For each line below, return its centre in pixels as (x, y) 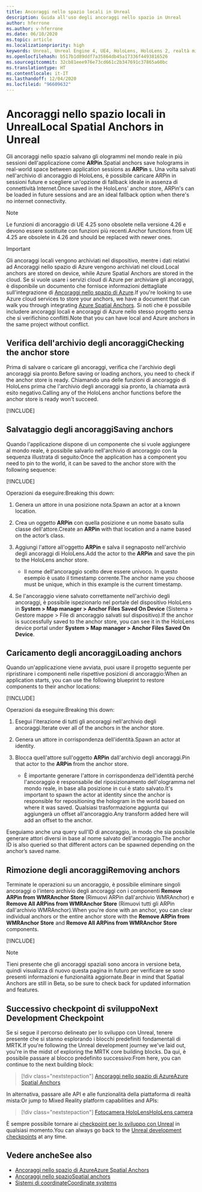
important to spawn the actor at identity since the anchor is (97, 795)
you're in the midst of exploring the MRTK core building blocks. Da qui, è (96, 1052)
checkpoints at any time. (37, 1136)
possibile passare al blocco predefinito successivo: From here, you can (93, 1058)
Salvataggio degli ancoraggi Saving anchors (90, 429)
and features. (23, 990)
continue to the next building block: (50, 1064)
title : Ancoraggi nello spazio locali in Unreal (68, 12)
